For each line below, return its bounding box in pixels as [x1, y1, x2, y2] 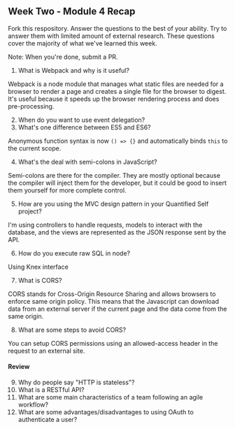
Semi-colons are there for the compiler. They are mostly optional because [8, 171, 221, 179]
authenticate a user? [17, 416, 78, 424]
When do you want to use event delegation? [17, 115, 145, 124]
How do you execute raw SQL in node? [17, 248, 131, 258]
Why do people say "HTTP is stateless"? [17, 378, 135, 387]
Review [8, 363, 30, 371]
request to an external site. [8, 346, 85, 355]
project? [17, 206, 43, 216]
